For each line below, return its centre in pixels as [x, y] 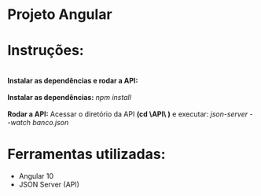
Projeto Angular [60, 15]
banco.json [50, 123]
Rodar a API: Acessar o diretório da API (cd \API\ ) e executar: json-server [128, 114]
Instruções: [46, 51]
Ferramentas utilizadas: [86, 154]
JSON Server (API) [49, 185]
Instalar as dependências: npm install [69, 98]
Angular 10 [36, 176]
